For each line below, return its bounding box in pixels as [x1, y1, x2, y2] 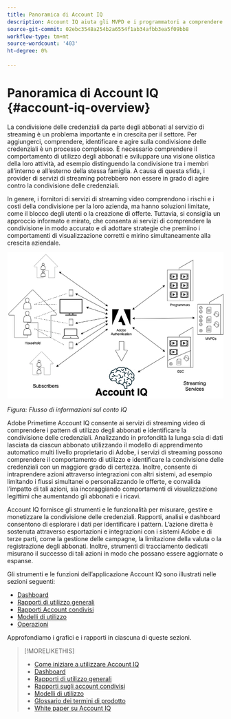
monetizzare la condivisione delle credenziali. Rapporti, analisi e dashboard [7, 513, 221, 521]
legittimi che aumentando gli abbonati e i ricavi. [7, 492, 141, 500]
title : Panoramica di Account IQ [7, 11, 103, 18]
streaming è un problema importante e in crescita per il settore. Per [7, 130, 197, 138]
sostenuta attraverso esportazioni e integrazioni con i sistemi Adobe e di [7, 527, 212, 536]
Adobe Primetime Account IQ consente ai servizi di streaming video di [7, 419, 206, 427]
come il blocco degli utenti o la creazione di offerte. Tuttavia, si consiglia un [7, 209, 221, 217]
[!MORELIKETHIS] [23, 647, 75, 655]
